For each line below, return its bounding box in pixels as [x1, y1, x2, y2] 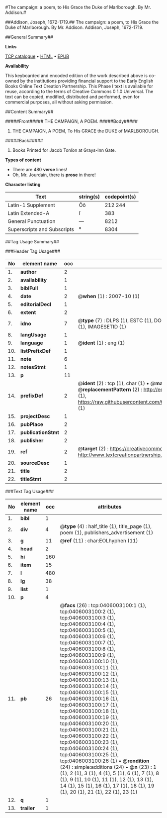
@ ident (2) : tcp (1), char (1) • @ [78, 380, 156, 387]
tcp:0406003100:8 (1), [60, 645, 116, 652]
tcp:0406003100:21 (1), [60, 726, 119, 733]
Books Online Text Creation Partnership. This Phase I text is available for [5, 83, 153, 89]
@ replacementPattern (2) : [78, 386, 143, 393]
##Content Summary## [5, 109, 54, 114]
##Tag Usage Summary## [5, 239, 60, 244]
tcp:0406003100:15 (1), [60, 689, 119, 696]
